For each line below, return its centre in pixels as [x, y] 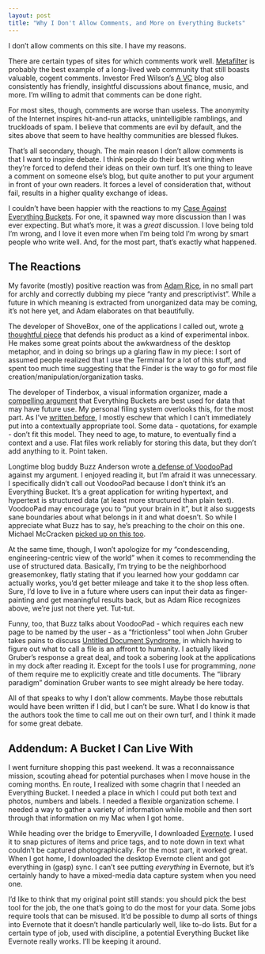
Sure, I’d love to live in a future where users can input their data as [116, 592]
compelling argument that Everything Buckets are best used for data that [127, 400]
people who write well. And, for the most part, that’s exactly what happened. [132, 242]
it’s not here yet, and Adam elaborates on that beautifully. [101, 311]
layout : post [30, 15]
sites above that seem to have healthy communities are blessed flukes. [123, 135]
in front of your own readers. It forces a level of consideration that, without [130, 184]
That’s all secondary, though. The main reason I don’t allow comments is [126, 151]
